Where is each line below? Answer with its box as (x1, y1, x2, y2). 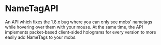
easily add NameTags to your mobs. (5, 34, 77, 40)
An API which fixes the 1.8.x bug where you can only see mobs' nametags (5, 19, 153, 25)
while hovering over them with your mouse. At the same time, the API (5, 24, 143, 30)
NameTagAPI (5, 3, 59, 14)
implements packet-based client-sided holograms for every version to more (5, 29, 156, 35)
